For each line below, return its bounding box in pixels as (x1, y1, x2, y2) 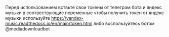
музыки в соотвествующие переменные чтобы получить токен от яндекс (5, 10, 164, 16)
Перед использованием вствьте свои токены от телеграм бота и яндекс (5, 5, 162, 10)
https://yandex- (51, 15, 83, 21)
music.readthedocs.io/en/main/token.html (5, 20, 93, 26)
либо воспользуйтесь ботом (93, 20, 155, 26)
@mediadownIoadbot (5, 26, 50, 32)
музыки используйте (5, 15, 51, 21)
